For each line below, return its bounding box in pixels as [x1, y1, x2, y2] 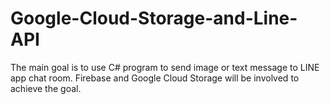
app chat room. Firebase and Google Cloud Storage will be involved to [10, 72, 300, 84]
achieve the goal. [10, 82, 82, 94]
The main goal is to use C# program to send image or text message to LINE [10, 61, 320, 73]
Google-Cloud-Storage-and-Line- [10, 7, 298, 30]
